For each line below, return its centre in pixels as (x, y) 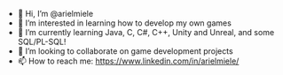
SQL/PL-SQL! (42, 41)
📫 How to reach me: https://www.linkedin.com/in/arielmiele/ (128, 61)
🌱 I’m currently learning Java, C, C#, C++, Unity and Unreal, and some (146, 32)
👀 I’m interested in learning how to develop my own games (125, 23)
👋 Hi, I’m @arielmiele (55, 14)
